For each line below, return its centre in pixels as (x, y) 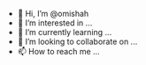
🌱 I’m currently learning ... (65, 32)
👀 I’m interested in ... (55, 23)
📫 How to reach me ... (58, 51)
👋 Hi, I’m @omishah (53, 14)
